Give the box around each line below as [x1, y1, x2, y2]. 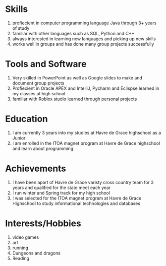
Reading [12, 255, 30, 261]
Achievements [5, 163, 66, 174]
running [12, 245, 29, 251]
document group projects [12, 80, 64, 86]
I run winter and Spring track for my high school [12, 190, 110, 196]
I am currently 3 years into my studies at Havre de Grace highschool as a [12, 130, 161, 135]
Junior [12, 135, 26, 141]
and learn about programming [12, 145, 73, 151]
